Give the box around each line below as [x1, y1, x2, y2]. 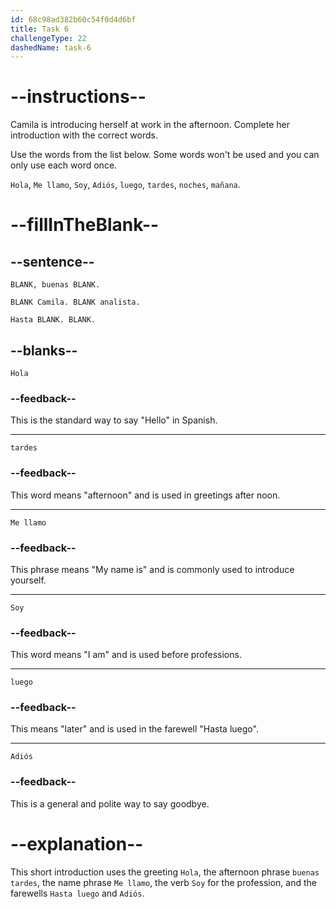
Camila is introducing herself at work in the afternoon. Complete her [10, 119, 291, 131]
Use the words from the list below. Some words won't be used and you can [10, 149, 320, 161]
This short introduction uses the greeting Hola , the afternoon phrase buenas [10, 866, 320, 878]
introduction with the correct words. [10, 129, 158, 141]
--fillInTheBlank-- [10, 214, 160, 236]
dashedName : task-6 [10, 42, 92, 53]
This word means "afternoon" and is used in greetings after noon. [10, 489, 281, 501]
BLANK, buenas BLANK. [10, 280, 101, 290]
